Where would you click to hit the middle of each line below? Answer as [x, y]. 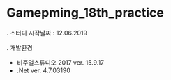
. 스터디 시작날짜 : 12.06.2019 [47, 33]
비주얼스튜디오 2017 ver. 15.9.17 [60, 62]
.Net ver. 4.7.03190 [44, 70]
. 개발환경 [20, 47]
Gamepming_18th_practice [85, 13]
